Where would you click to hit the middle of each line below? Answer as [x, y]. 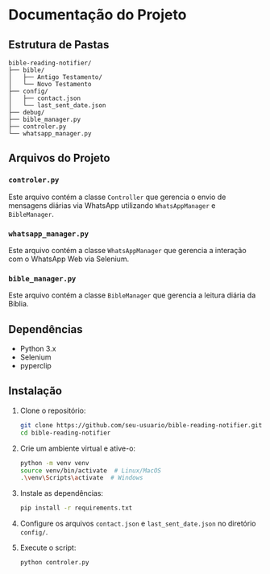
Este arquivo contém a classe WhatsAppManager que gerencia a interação [128, 250]
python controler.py [54, 563]
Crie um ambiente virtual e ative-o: [77, 448]
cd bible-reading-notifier [65, 433]
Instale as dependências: [61, 493]
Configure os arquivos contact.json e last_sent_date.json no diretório [138, 524]
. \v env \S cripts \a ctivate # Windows [81, 478]
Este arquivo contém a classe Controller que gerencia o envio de [117, 197]
